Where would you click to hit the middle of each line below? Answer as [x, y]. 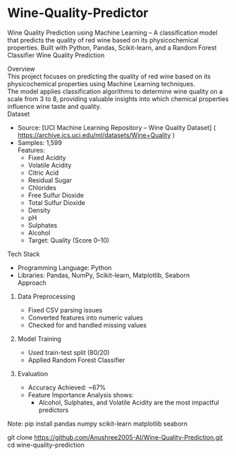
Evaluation [33, 373]
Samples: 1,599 [39, 142]
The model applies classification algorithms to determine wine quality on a [115, 91]
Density [39, 210]
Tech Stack [24, 254]
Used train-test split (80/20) [69, 352]
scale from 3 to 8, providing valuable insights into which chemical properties [118, 99]
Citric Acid [43, 173]
